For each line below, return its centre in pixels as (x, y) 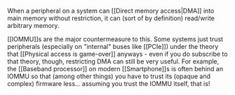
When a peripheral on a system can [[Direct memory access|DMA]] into (111, 11)
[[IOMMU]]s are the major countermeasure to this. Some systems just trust (115, 39)
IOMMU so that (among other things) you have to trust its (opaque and (109, 76)
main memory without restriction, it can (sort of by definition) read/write (111, 18)
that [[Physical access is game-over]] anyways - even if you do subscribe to (117, 54)
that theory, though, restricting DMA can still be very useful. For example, (113, 61)
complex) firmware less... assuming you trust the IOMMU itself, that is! (109, 83)
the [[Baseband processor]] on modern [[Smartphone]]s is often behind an (115, 69)
